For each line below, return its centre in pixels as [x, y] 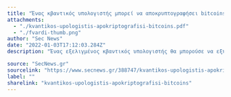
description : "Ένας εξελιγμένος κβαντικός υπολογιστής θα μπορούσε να [110, 52]
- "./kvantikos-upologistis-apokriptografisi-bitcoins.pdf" [101, 26]
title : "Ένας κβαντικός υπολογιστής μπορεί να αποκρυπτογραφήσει [102, 13]
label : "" [21, 77]
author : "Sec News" [35, 39]
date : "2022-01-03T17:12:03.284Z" [57, 45]
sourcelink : [24, 70]
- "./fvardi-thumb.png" [47, 32]
